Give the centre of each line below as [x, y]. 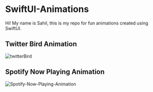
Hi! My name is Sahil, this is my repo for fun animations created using [77, 23]
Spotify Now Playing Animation [55, 72]
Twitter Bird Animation [41, 44]
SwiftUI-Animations [47, 9]
